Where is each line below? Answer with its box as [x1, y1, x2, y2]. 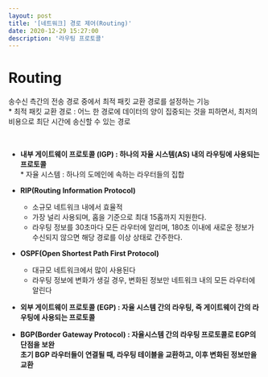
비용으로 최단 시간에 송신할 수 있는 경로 [8, 117, 131, 126]
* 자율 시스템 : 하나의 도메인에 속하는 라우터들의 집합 [19, 170, 185, 180]
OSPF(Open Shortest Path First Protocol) [19, 249, 159, 259]
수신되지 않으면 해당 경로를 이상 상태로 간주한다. [31, 233, 183, 242]
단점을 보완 [19, 340, 55, 350]
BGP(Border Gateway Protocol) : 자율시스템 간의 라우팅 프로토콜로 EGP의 [19, 329, 257, 339]
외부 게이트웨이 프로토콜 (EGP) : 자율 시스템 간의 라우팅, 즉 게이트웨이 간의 [19, 303, 251, 313]
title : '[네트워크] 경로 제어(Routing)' [8, 19, 133, 27]
